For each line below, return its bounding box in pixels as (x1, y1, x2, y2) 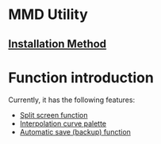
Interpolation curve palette (19, 119, 107, 128)
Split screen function (19, 110, 88, 119)
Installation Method (8, 37, 107, 51)
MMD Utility (8, 6, 89, 24)
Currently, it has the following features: (8, 95, 136, 104)
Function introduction (8, 69, 155, 86)
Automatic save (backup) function (19, 127, 131, 136)
